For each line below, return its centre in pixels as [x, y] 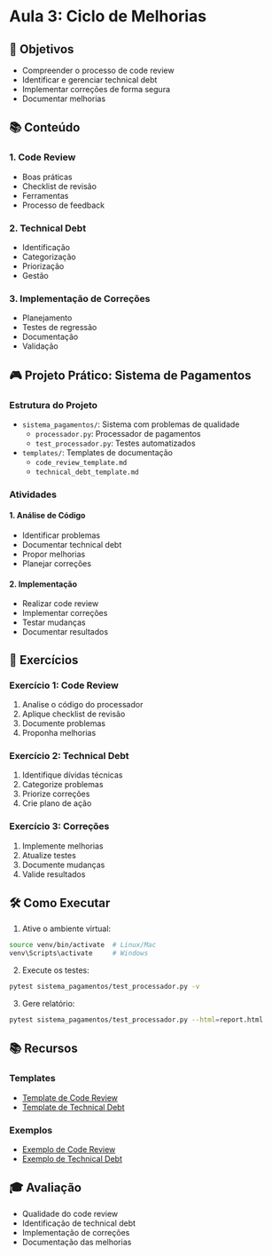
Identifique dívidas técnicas [72, 775]
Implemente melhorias [62, 846]
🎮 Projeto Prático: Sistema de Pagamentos [130, 375]
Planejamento [47, 318]
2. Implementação [43, 584]
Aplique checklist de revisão [74, 714]
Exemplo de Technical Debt [72, 1158]
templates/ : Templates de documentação [97, 452]
